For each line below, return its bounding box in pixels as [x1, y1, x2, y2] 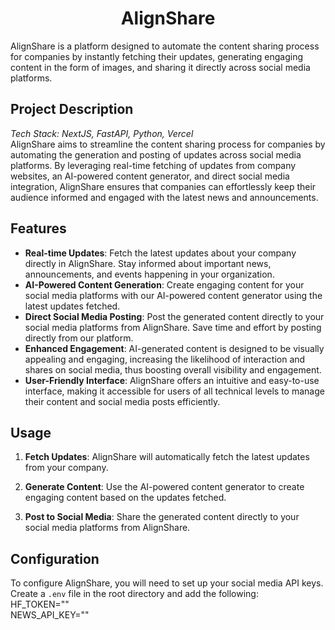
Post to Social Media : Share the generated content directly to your [24, 511, 300, 523]
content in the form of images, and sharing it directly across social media [10, 61, 311, 73]
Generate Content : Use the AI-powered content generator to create [24, 481, 305, 493]
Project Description [10, 101, 134, 118]
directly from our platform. [24, 332, 134, 344]
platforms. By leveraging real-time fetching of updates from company [10, 159, 297, 171]
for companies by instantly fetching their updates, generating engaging [10, 50, 304, 62]
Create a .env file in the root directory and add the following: [10, 588, 259, 600]
